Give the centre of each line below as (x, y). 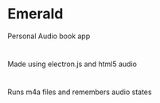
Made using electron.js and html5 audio (72, 64)
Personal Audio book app (49, 36)
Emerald (35, 14)
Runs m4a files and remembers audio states (80, 92)
